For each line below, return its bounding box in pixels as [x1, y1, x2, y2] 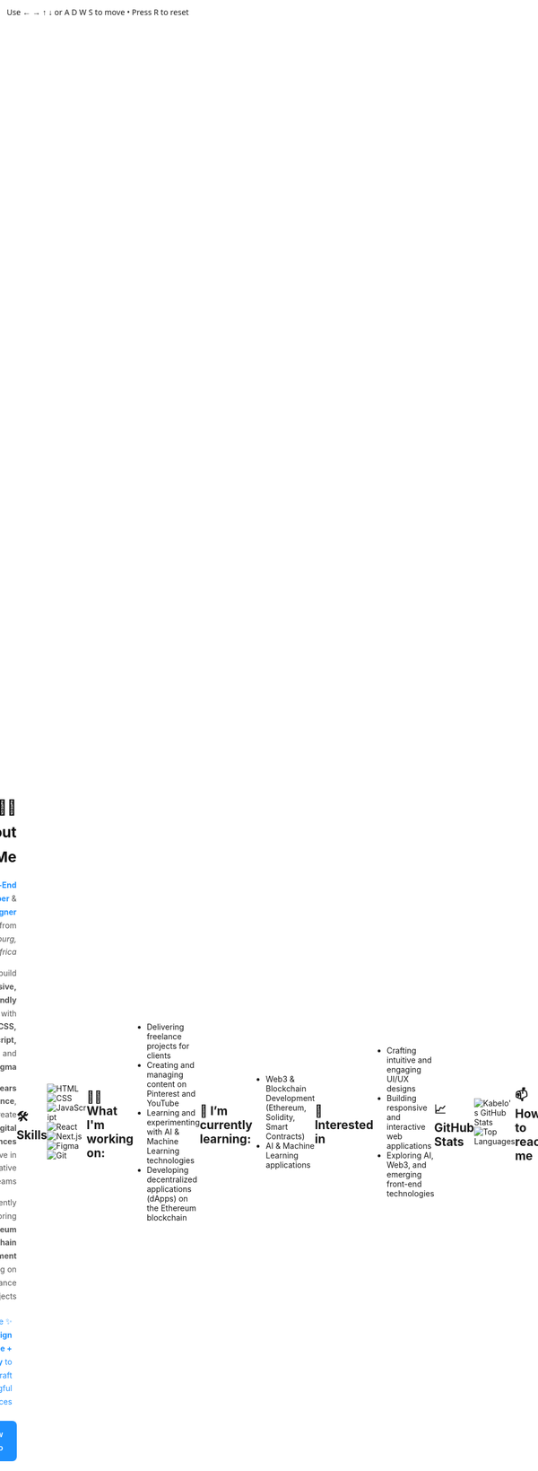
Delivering [146, 1021, 185, 1032]
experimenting [146, 1116, 201, 1127]
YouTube [146, 1098, 179, 1108]
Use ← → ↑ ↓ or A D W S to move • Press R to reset [6, 6, 189, 18]
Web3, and [386, 1160, 427, 1170]
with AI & [146, 1126, 179, 1137]
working [86, 1132, 134, 1147]
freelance [146, 1030, 183, 1041]
